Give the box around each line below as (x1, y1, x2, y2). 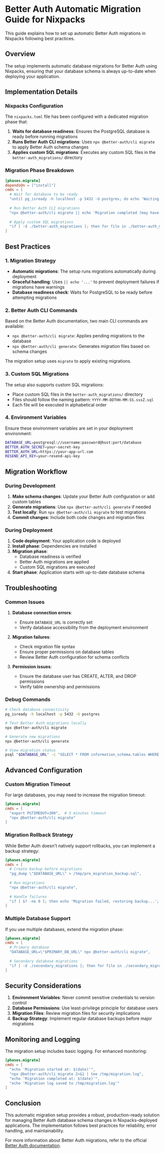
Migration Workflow (5, 467, 68, 476)
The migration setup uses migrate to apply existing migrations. (5, 358, 132, 364)
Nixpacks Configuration (5, 103, 64, 110)
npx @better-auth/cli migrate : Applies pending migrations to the (12, 333, 145, 339)
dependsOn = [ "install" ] (5, 183, 56, 188)
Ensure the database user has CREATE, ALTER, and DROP (19, 673, 137, 679)
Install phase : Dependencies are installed (12, 543, 97, 549)
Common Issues (5, 598, 45, 605)
